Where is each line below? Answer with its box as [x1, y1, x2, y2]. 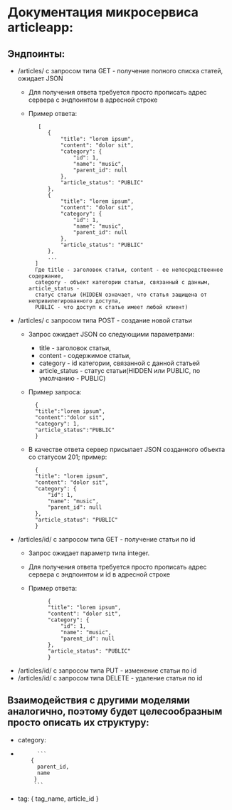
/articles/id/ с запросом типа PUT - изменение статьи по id [17, 666, 197, 675]
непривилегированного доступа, [28, 298, 122, 305]
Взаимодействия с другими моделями [7, 695, 190, 707]
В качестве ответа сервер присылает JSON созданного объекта [28, 446, 226, 453]
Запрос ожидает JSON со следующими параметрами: [28, 330, 194, 338]
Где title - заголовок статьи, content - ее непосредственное [34, 266, 223, 273]
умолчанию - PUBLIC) [38, 374, 106, 382]
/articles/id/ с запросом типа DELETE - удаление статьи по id [17, 674, 203, 682]
